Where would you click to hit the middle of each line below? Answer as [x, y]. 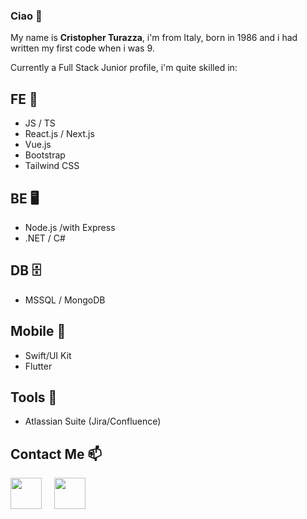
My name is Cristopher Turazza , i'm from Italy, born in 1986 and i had [154, 38]
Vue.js [38, 145]
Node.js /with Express [70, 227]
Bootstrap [45, 155]
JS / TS [40, 123]
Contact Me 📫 [56, 454]
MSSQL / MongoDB [65, 300]
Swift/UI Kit [48, 355]
